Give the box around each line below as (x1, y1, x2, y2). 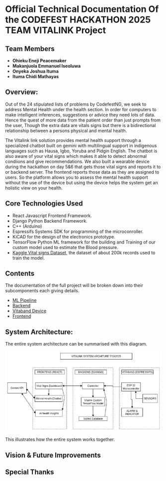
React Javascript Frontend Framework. (12, 213, 92, 219)
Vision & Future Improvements (5, 451, 101, 459)
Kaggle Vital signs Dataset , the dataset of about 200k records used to (12, 249, 156, 255)
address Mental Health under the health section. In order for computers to (5, 106, 157, 113)
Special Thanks (5, 468, 54, 477)
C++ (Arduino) (12, 223, 42, 229)
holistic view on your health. (5, 185, 63, 191)
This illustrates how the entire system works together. (5, 437, 115, 443)
